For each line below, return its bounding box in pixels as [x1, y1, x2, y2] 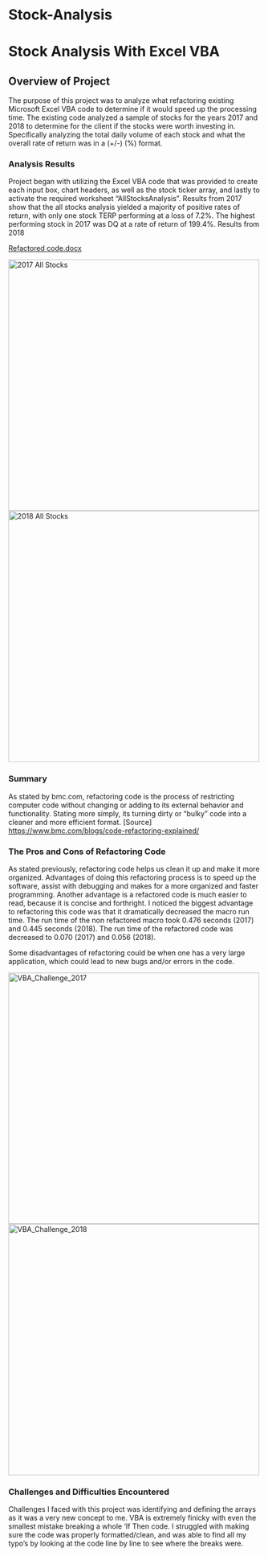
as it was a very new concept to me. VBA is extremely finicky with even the [8, 1513, 257, 1523]
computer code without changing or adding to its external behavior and [8, 800, 244, 810]
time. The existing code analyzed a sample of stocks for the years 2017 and [8, 113, 258, 122]
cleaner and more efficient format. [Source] [8, 817, 152, 827]
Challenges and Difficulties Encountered [8, 1486, 170, 1497]
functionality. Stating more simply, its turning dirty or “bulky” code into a [8, 808, 247, 818]
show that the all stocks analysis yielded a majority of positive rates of [8, 203, 241, 212]
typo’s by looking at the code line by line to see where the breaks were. [8, 1538, 244, 1549]
